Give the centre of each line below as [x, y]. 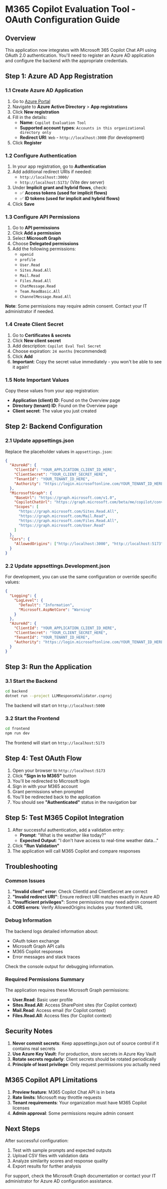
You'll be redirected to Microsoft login [51, 781]
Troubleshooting [32, 866]
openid [27, 255]
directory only [35, 132]
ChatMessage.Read [38, 286]
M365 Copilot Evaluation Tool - [70, 9]
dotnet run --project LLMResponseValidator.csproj [59, 696]
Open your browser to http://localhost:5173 [59, 770]
